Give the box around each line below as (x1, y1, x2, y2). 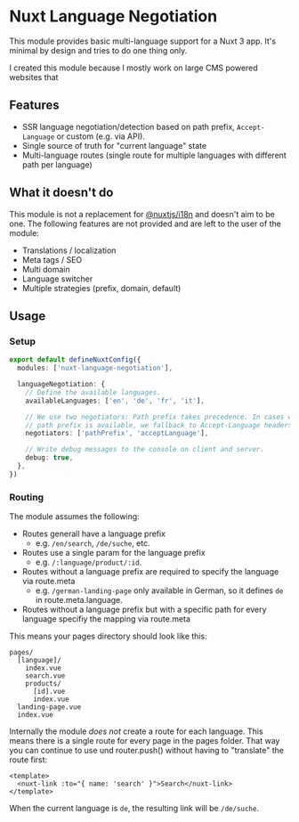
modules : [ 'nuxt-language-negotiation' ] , (17, 363, 174, 373)
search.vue (25, 671, 66, 680)
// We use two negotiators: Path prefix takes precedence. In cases (25, 412, 285, 421)
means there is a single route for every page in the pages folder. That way (9, 736, 280, 746)
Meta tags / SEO (21, 254, 83, 265)
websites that (9, 71, 59, 82)
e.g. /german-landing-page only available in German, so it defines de (35, 585, 284, 596)
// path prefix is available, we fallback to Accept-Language (25, 420, 261, 429)
